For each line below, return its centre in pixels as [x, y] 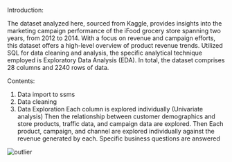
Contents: [21, 81]
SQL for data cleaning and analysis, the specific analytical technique [105, 53]
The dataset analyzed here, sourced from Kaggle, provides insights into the [115, 23]
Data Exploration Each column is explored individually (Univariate [110, 109]
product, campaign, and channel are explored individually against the [116, 131]
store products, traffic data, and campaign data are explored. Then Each [120, 124]
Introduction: [25, 10]
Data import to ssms [46, 94]
